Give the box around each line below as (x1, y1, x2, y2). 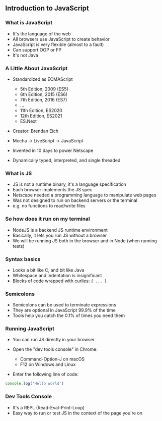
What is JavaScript (5, 19, 53, 26)
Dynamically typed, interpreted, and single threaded (12, 157, 121, 163)
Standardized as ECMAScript (12, 76, 73, 82)
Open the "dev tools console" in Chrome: (12, 346, 98, 352)
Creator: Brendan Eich (12, 128, 59, 134)
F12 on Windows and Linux (20, 361, 76, 367)
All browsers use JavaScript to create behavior (12, 36, 110, 42)
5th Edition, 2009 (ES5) (20, 86, 69, 92)
